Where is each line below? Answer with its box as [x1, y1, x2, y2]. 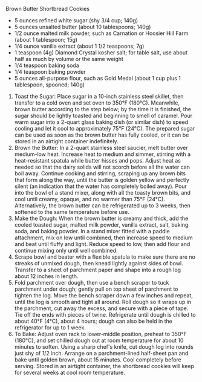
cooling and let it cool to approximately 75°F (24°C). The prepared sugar [14, 125, 195, 132]
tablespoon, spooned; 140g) [14, 81, 85, 88]
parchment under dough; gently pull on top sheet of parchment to [14, 285, 179, 293]
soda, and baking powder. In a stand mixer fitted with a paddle [14, 228, 170, 235]
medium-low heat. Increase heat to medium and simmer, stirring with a [14, 151, 191, 158]
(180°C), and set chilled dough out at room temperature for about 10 [14, 337, 184, 344]
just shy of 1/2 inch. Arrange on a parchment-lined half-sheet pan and [14, 350, 189, 357]
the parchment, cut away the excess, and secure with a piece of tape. [14, 305, 189, 312]
